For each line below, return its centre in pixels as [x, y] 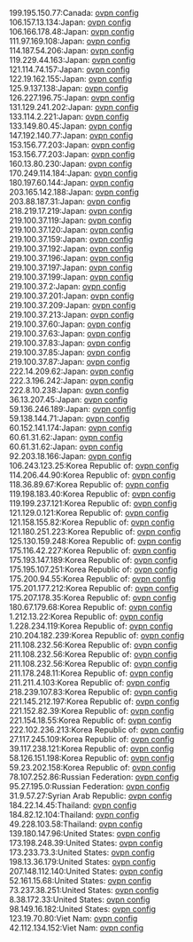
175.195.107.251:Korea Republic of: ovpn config [94, 569]
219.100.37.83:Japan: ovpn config [70, 343]
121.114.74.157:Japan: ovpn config [69, 69]
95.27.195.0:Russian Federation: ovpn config [89, 786]
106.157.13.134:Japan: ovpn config [70, 22]
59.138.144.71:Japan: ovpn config [69, 418]
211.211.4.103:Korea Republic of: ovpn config [90, 682]
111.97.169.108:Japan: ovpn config [70, 41]
